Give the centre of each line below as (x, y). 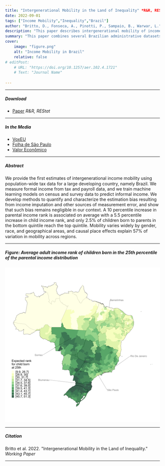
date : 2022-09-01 (23, 15)
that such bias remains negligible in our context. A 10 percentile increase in (81, 210)
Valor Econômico (29, 149)
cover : (12, 42)
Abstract (14, 165)
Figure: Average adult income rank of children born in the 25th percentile (81, 252)
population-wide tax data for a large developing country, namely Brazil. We (81, 184)
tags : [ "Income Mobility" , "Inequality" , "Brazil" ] (57, 21)
